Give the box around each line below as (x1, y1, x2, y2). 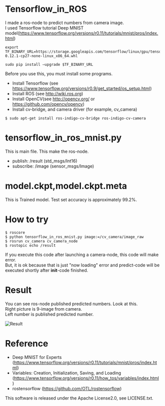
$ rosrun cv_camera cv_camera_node (5, 238, 78, 244)
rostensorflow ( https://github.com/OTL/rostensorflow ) (12, 385, 122, 391)
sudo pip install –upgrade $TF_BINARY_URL (5, 62, 93, 67)
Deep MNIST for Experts (12, 354, 62, 360)
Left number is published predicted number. (5, 311, 94, 317)
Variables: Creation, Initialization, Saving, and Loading (12, 370, 121, 376)
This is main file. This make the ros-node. (5, 148, 89, 154)
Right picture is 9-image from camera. (5, 306, 82, 312)
